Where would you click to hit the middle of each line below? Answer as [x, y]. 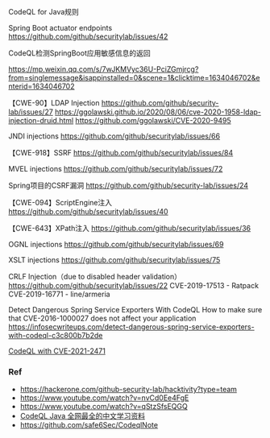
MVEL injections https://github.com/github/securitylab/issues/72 [116, 169]
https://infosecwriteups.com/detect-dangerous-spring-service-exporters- [132, 327]
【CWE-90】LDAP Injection [54, 103]
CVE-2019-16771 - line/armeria [59, 294]
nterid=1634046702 [42, 86]
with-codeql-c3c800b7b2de [56, 335]
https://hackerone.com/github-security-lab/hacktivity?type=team [129, 390]
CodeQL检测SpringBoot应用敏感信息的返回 [79, 53]
